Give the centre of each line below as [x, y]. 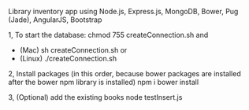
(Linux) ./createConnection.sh [68, 59]
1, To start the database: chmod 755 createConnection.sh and [108, 35]
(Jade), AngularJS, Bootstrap [55, 20]
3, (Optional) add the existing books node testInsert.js [95, 97]
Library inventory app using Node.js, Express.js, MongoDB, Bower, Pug [123, 11]
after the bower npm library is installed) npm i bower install [104, 82]
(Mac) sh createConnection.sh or [73, 50]
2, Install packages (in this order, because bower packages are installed [125, 73]
